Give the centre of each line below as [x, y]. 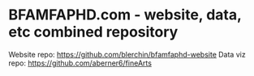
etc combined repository [93, 32]
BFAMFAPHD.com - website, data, [125, 15]
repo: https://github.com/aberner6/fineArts [80, 63]
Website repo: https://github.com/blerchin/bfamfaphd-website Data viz [127, 54]
